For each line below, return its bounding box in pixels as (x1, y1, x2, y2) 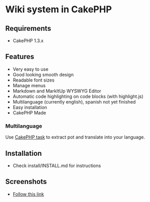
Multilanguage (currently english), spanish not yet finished (12, 98, 136, 105)
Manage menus (12, 82, 46, 88)
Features (5, 52, 34, 61)
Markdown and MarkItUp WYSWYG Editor (12, 88, 101, 94)
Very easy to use (12, 66, 49, 72)
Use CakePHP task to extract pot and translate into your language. (5, 134, 145, 140)
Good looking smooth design (12, 71, 74, 77)
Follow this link (12, 191, 45, 197)
